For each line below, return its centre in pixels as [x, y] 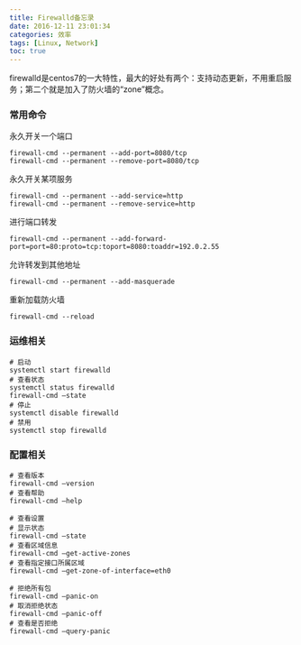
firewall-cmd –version [52, 484]
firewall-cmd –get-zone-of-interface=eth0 [90, 571]
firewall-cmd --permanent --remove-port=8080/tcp [105, 161]
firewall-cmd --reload [52, 317]
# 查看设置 [27, 519]
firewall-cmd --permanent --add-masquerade [92, 282]
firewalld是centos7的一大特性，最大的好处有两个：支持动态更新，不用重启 [146, 78]
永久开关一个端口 [41, 136]
